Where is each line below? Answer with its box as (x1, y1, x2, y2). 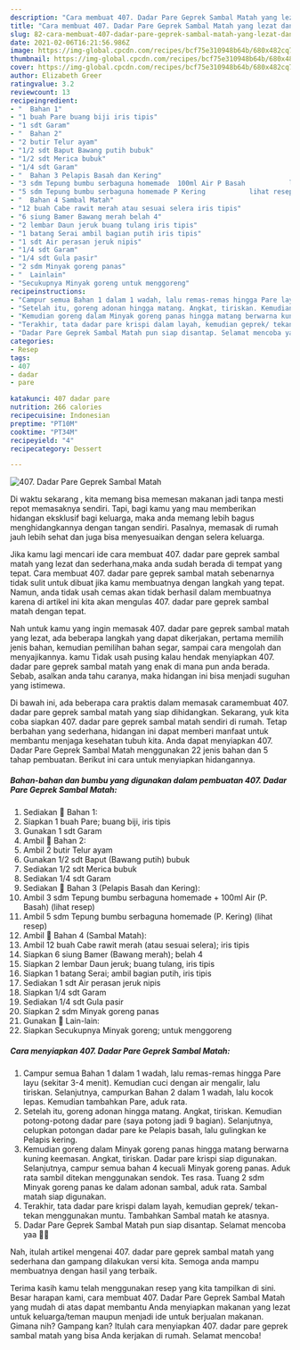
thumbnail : (10, 54, 51, 63)
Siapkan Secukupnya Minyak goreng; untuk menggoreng (22, 1025, 232, 1036)
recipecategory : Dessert (10, 444, 102, 454)
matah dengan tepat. (10, 606, 87, 617)
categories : (10, 337, 54, 346)
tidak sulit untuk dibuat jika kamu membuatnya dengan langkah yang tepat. (10, 578, 285, 588)
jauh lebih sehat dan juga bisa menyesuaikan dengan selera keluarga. (10, 532, 265, 543)
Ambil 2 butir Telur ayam (22, 845, 114, 855)
